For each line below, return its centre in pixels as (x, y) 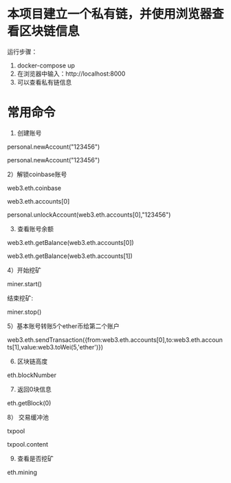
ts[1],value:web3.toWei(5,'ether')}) (55, 347)
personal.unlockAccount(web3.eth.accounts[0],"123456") (89, 215)
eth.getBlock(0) (29, 402)
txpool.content (28, 444)
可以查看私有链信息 (44, 82)
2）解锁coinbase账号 (37, 174)
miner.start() (25, 283)
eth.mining (22, 472)
